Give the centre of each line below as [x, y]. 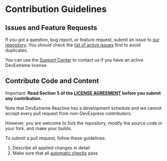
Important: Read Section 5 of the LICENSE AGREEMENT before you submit [83, 93]
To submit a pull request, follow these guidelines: [55, 138]
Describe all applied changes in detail [51, 147]
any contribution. [24, 98]
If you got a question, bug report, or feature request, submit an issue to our [82, 39]
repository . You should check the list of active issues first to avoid [73, 45]
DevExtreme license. [26, 65]
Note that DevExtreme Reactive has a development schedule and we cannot [83, 108]
